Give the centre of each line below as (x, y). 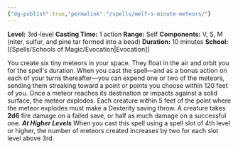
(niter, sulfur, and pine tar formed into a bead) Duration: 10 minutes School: (118, 41)
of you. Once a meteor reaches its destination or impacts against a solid (113, 93)
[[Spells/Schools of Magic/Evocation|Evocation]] (79, 49)
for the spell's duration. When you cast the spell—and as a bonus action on (117, 70)
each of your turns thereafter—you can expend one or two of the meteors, (116, 78)
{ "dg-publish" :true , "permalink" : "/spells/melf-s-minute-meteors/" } (109, 14)
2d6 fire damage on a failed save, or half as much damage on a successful (117, 115)
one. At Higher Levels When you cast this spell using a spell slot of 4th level (119, 123)
